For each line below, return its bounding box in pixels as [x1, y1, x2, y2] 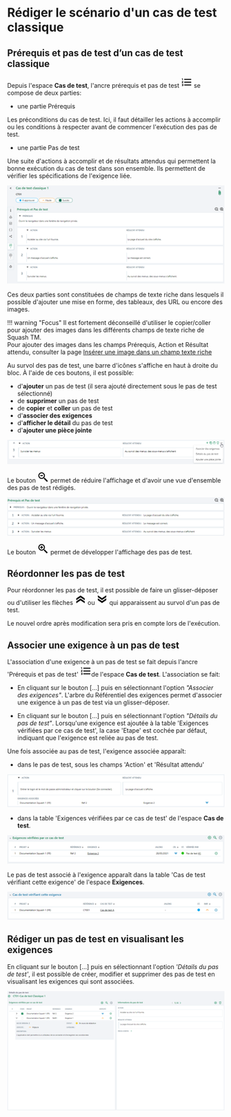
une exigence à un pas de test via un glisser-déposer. [17, 698, 170, 706]
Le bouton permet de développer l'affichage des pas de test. [7, 547, 193, 556]
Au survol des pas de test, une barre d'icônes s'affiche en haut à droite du [7, 362, 219, 370]
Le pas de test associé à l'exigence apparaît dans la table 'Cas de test [7, 870, 205, 879]
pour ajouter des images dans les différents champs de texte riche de [7, 326, 205, 335]
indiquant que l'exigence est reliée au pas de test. [17, 734, 159, 742]
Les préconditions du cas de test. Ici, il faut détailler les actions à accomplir [7, 115, 221, 124]
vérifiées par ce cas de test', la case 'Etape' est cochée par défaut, [17, 726, 208, 735]
